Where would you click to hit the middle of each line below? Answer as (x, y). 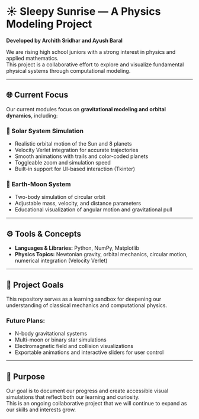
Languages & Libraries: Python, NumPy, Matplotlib (77, 248)
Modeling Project (49, 24)
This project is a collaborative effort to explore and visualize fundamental (95, 65)
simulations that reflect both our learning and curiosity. (73, 397)
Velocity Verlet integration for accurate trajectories (76, 150)
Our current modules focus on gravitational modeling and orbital (86, 109)
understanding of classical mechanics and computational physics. (87, 305)
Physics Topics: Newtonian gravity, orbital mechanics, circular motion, (101, 254)
